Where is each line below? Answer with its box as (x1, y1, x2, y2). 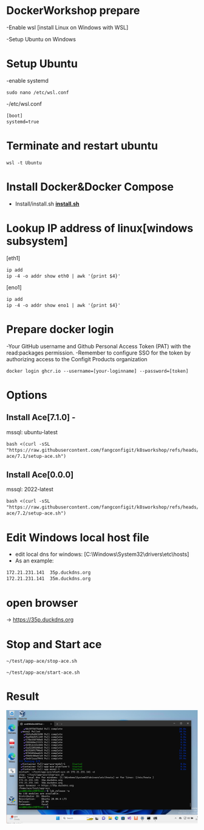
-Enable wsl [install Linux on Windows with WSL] (6, 24, 129, 31)
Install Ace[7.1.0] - (6, 412, 76, 423)
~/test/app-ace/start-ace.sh (6, 669, 80, 676)
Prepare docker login (6, 322, 114, 336)
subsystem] (6, 234, 68, 248)
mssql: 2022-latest (6, 486, 53, 493)
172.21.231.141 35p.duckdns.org (6, 570, 91, 576)
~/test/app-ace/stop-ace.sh (6, 658, 78, 665)
